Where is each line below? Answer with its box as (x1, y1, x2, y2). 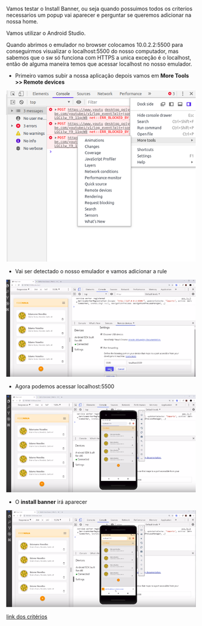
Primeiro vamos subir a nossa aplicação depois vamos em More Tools (14, 72, 189, 79)
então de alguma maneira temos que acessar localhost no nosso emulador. (6, 60, 192, 67)
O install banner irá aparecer (14, 498, 88, 506)
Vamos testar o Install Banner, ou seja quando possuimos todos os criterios (6, 5, 193, 12)
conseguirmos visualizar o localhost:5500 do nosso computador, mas (6, 48, 179, 55)
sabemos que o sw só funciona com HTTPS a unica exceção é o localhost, (6, 54, 191, 61)
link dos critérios (6, 613, 47, 621)
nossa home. (6, 18, 38, 25)
